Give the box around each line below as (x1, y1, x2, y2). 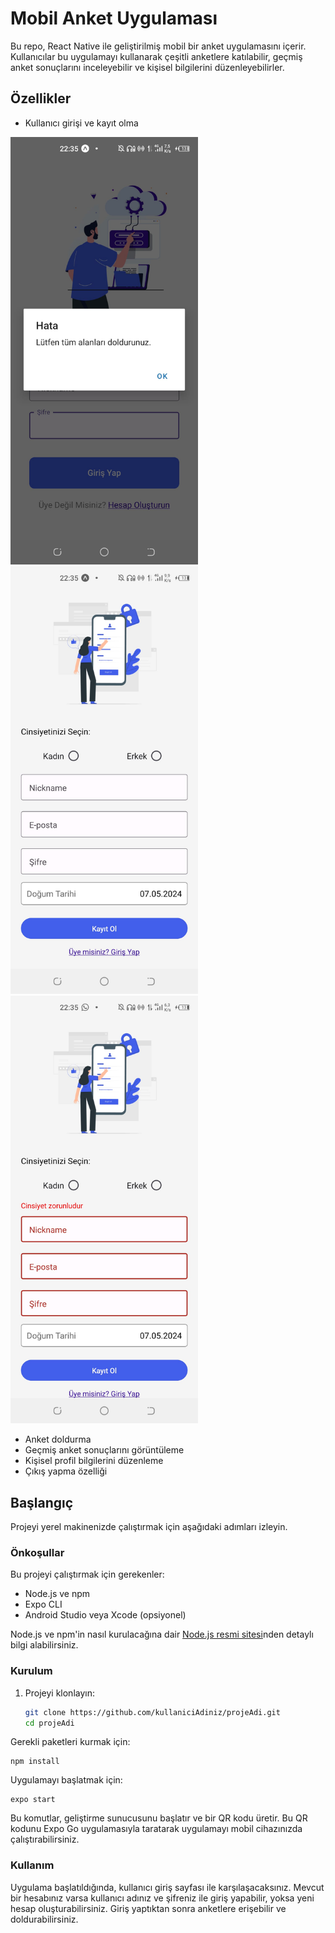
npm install (10, 1757, 60, 1767)
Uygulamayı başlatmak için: (10, 1774, 123, 1786)
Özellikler (10, 90, 72, 107)
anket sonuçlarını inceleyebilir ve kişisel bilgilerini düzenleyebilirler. (10, 61, 285, 73)
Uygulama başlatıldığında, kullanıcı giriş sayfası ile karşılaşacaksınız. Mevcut (10, 1881, 325, 1893)
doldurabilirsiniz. (10, 1913, 79, 1925)
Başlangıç (10, 1494, 74, 1511)
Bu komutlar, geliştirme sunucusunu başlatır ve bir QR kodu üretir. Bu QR (10, 1812, 308, 1824)
